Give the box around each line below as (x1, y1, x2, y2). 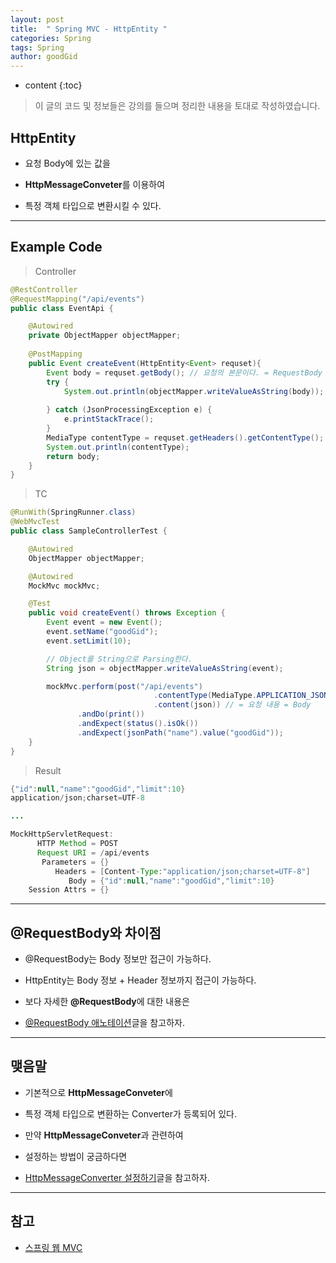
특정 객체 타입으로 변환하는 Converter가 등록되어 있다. (24, 1107, 237, 1120)
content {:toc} (24, 79, 83, 91)
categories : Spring (10, 33, 92, 43)
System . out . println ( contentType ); (46, 442, 190, 452)
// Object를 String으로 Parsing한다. (46, 654, 193, 664)
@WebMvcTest (10, 517, 60, 527)
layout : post (10, 14, 65, 25)
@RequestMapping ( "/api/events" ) (10, 294, 145, 304)
